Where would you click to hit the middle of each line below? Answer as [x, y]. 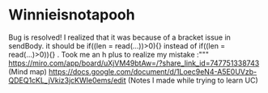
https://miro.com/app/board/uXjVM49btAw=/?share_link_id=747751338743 [134, 63]
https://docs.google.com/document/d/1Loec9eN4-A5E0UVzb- [153, 71]
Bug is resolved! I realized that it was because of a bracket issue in [119, 37]
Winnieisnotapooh [72, 15]
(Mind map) [28, 71]
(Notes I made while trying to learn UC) [194, 80]
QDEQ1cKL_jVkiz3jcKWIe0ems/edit [68, 80]
